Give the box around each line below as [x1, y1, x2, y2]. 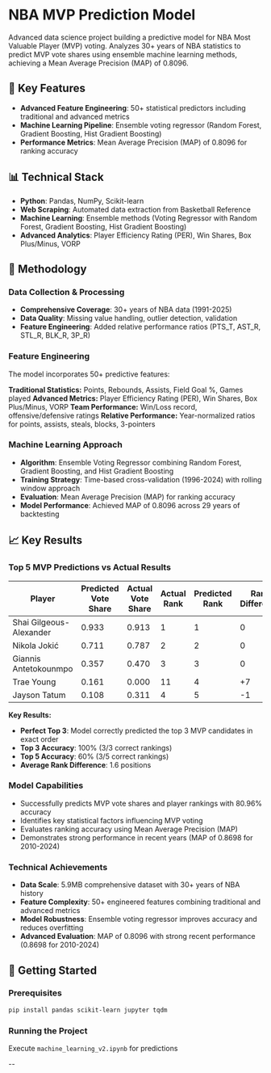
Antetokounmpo [12, 663, 73, 674]
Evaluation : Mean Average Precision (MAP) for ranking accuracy [19, 491, 236, 502]
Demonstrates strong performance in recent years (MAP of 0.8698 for [19, 832, 253, 842]
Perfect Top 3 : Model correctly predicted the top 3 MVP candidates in [19, 726, 253, 735]
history [19, 889, 44, 898]
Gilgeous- [31, 616, 70, 628]
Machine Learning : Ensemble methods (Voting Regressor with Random [19, 212, 257, 223]
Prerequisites [8, 987, 62, 999]
